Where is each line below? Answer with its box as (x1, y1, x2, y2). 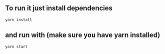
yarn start (5, 44, 28, 49)
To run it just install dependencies (5, 4, 113, 12)
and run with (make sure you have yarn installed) (5, 31, 161, 39)
